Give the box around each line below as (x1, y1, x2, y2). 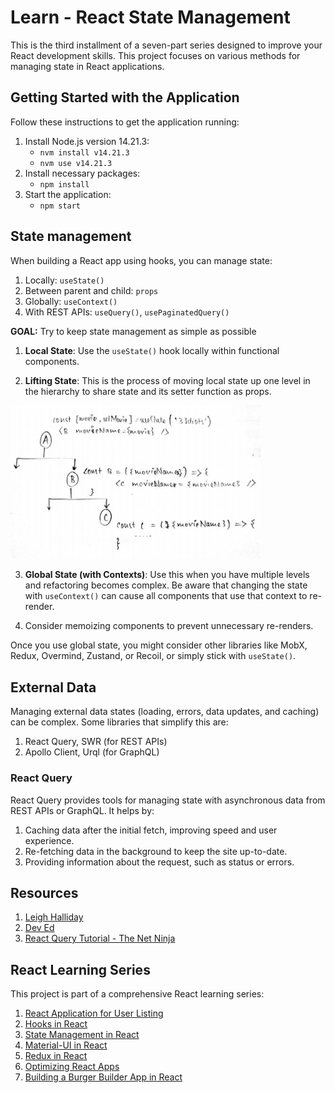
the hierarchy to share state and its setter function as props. (24, 385, 272, 397)
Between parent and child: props (24, 284, 159, 296)
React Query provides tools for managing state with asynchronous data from (10, 794, 326, 806)
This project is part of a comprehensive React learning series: (10, 988, 265, 1000)
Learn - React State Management (10, 6, 291, 29)
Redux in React (24, 1050, 88, 1062)
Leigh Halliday (24, 911, 84, 923)
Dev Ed (24, 922, 55, 934)
